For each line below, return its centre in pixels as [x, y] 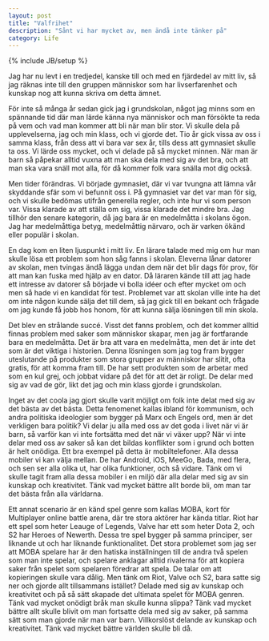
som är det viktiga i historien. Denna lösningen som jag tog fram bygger [126, 351]
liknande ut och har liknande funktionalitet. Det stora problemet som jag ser [132, 543]
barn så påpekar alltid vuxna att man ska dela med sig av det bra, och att [128, 160]
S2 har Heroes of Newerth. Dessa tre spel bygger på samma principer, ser [130, 535]
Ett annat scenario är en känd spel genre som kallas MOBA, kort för [119, 510]
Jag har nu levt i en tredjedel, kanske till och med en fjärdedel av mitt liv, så [132, 76]
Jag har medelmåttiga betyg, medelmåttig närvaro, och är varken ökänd [127, 226]
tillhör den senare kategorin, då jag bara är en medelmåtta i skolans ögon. [130, 218]
